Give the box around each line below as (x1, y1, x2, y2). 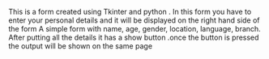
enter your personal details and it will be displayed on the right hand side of (8, 15, 261, 25)
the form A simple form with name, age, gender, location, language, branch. (8, 24, 261, 33)
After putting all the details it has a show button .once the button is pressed (8, 32, 259, 42)
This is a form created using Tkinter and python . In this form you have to (8, 7, 252, 16)
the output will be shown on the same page (8, 41, 152, 51)
